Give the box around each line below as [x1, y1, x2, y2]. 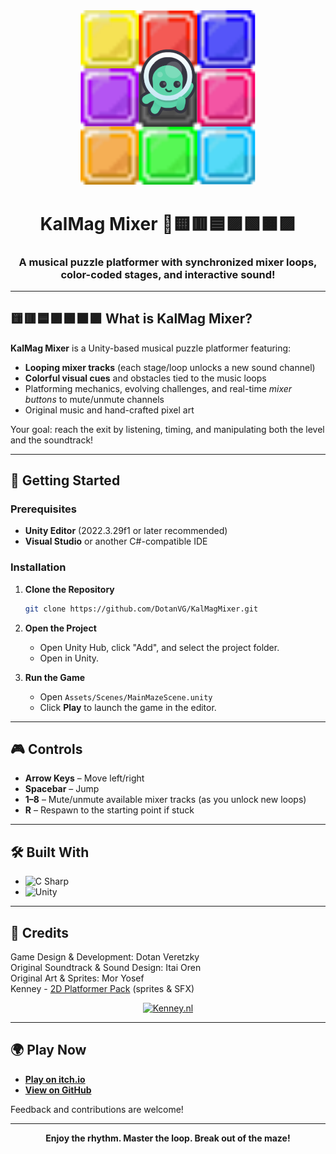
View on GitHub [24, 1084, 92, 1096]
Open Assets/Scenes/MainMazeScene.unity [39, 690, 213, 703]
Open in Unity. [39, 652, 100, 664]
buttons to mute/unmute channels [24, 393, 165, 405]
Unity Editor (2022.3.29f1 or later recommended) [24, 525, 228, 537]
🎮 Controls [10, 740, 83, 758]
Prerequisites [10, 502, 77, 516]
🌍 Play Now [10, 1042, 87, 1059]
